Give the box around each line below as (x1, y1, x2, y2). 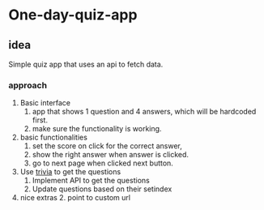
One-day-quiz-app (8, 6, 138, 24)
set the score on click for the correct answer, (32, 141, 182, 151)
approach (8, 79, 47, 91)
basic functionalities (19, 132, 87, 143)
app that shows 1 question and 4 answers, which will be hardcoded (32, 107, 257, 117)
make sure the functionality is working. (32, 124, 162, 134)
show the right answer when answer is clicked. (32, 150, 189, 160)
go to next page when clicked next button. (32, 158, 174, 168)
